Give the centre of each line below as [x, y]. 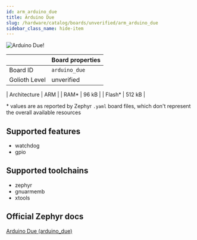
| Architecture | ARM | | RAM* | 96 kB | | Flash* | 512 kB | [76, 95]
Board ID [21, 70]
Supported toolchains [47, 171]
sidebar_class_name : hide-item [45, 28]
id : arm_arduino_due [32, 12]
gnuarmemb [30, 191]
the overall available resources [44, 113]
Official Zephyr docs [45, 216]
